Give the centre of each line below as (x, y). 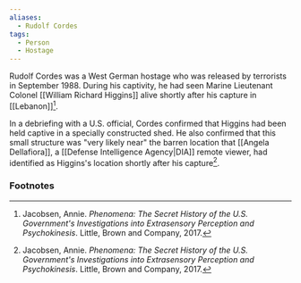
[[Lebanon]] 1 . (34, 105)
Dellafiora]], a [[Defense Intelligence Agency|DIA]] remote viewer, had (138, 152)
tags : (19, 34)
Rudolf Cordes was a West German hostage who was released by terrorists (148, 76)
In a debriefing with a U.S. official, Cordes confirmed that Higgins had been (148, 123)
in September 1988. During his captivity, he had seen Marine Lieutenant (141, 86)
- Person (34, 42)
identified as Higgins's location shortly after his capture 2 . (115, 162)
